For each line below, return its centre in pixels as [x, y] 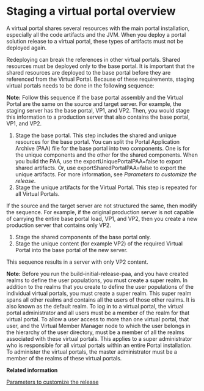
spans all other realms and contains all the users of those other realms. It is [101, 300]
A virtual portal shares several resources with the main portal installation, [98, 28]
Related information [32, 370]
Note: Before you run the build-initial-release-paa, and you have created [98, 274]
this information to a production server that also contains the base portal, [98, 117]
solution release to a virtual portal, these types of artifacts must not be [95, 41]
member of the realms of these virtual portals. [64, 358]
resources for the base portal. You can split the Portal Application [97, 141]
